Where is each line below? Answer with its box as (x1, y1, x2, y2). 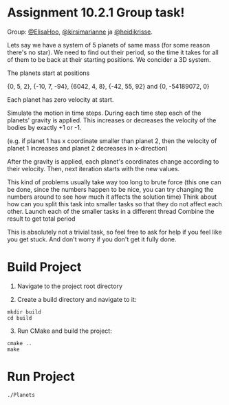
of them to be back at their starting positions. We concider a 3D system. (7, 55, 211, 63)
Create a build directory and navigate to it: (17, 295, 137, 303)
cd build (7, 314, 32, 321)
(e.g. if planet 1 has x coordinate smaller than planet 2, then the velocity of (7, 136, 217, 145)
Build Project (7, 259, 82, 275)
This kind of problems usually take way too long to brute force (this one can (7, 177, 221, 186)
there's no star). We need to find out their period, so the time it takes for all (7, 48, 219, 56)
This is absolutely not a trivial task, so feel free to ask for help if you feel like (7, 228, 222, 236)
